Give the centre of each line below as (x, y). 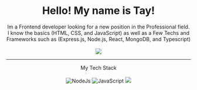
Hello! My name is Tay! (98, 11)
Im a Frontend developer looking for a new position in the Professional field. (98, 27)
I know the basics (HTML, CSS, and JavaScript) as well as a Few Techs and (98, 33)
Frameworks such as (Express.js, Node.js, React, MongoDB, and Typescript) (98, 39)
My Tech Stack (98, 67)
